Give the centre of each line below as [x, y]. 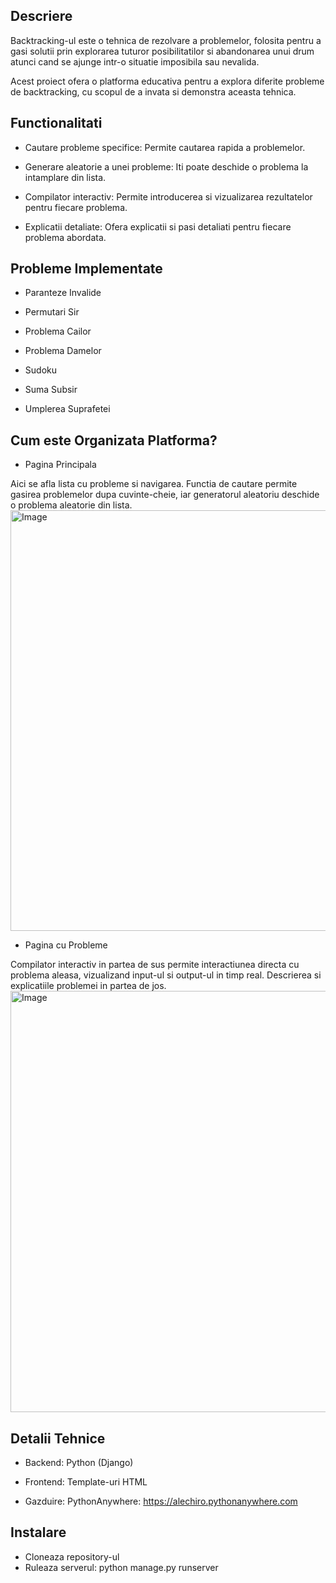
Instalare [38, 1532]
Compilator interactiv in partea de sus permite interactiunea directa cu [155, 965]
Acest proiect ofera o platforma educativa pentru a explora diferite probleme [167, 81]
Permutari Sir [52, 312]
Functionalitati [56, 123]
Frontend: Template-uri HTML [86, 1482]
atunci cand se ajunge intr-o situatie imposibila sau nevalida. [135, 61]
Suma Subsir [51, 390]
